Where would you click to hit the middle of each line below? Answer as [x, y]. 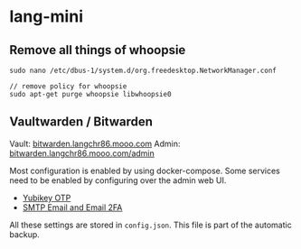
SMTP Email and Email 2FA [72, 207]
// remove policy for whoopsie [68, 87]
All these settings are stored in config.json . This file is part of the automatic [150, 225]
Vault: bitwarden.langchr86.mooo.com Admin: [95, 143]
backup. [25, 234]
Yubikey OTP [47, 198]
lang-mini [47, 17]
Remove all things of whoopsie [98, 50]
